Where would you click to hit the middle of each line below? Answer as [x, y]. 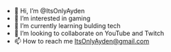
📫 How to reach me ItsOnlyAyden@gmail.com [82, 41]
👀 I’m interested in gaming [52, 18]
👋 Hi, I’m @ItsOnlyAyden [49, 11]
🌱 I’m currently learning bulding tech [67, 26]
